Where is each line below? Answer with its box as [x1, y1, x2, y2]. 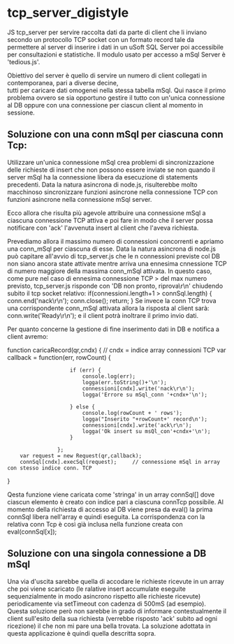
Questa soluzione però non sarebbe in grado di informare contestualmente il [7, 606, 227, 615]
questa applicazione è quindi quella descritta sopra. [7, 629, 156, 637]
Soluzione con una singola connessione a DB [7, 548, 207, 559]
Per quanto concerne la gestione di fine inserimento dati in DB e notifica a [7, 325, 220, 333]
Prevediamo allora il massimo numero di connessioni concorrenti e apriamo [7, 237, 224, 245]
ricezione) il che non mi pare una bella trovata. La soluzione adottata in [7, 622, 211, 630]
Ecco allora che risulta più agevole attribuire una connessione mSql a [7, 208, 206, 217]
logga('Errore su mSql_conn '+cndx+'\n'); [82, 391, 208, 398]
